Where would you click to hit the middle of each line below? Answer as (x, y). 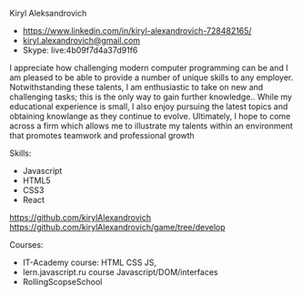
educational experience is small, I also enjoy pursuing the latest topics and (149, 107)
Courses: (26, 245)
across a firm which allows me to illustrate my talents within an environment (151, 126)
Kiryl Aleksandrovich (48, 13)
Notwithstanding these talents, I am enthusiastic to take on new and (136, 87)
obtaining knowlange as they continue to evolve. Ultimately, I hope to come (150, 116)
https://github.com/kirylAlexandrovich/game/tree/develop (117, 227)
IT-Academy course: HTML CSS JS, (90, 262)
